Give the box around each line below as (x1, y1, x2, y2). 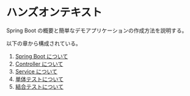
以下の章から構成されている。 (6, 39, 81, 47)
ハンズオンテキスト (6, 5, 103, 19)
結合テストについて (15, 83, 64, 90)
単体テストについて (15, 75, 64, 83)
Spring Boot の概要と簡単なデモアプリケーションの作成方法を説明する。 (6, 27, 188, 34)
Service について (15, 67, 58, 75)
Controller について (15, 60, 64, 67)
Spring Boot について (15, 52, 68, 60)
